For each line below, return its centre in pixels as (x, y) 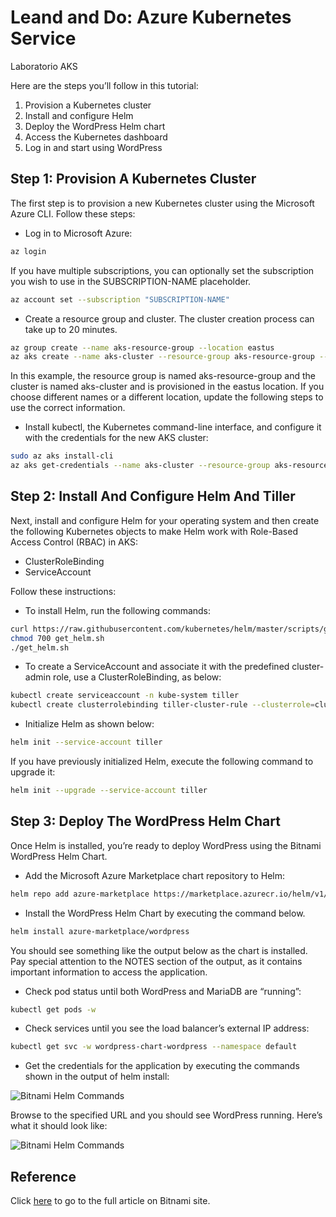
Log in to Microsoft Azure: (78, 233)
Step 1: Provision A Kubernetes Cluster (133, 179)
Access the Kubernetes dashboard (96, 137)
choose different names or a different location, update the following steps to (167, 397)
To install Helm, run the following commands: (118, 610)
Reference (43, 1176)
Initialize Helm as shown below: (89, 724)
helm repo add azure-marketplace (80, 894)
